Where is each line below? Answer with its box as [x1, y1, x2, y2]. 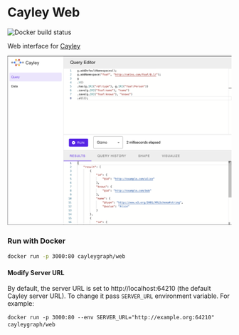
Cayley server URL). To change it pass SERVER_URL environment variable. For [7, 292, 230, 300]
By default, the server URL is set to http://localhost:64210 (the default [7, 284, 211, 293]
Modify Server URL [7, 268, 65, 277]
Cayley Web [7, 4, 80, 21]
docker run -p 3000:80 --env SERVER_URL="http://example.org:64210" [7, 314, 215, 321]
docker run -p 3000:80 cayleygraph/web [7, 253, 126, 260]
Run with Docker [7, 236, 66, 246]
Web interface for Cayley [7, 41, 80, 50]
